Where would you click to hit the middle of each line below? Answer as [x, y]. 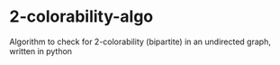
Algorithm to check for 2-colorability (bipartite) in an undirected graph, [140, 42]
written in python [41, 51]
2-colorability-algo [81, 17]
